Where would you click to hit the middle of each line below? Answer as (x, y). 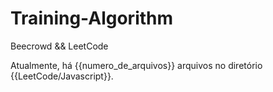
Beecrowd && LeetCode (59, 46)
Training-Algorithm (92, 18)
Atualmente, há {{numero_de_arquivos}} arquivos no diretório (136, 65)
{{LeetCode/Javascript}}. (62, 76)
